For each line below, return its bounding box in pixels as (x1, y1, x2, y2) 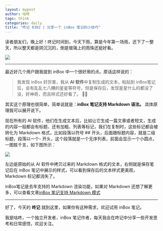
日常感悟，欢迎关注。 (13, 221, 56, 227)
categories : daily (5, 20, 42, 26)
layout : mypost (5, 7, 36, 12)
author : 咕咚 (5, 12, 30, 16)
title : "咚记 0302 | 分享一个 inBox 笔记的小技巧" (5, 25, 101, 30)
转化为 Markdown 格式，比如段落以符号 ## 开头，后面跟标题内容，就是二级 (5, 130, 156, 136)
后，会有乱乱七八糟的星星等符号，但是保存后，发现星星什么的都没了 (16, 85, 153, 91)
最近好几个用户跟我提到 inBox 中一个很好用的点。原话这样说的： (5, 69, 133, 75)
